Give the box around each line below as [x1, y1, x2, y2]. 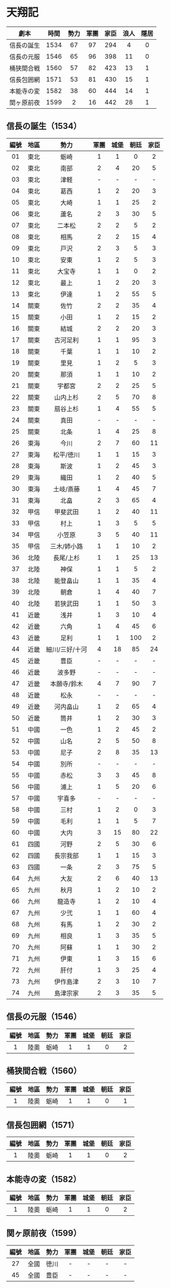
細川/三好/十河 [46, 645, 87, 654]
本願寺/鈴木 [49, 679, 83, 688]
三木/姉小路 [49, 542, 83, 551]
